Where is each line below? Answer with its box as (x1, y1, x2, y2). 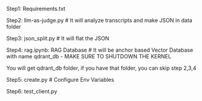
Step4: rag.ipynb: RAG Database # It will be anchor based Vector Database (6, 46, 194, 54)
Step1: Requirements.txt (6, 5, 66, 12)
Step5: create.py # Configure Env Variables (6, 76, 114, 83)
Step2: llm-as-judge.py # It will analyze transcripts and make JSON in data (6, 17, 193, 23)
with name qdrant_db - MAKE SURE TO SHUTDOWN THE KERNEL (6, 53, 172, 60)
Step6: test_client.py (6, 88, 58, 95)
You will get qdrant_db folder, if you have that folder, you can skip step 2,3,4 (6, 64, 197, 72)
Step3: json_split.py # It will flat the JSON (6, 35, 110, 41)
